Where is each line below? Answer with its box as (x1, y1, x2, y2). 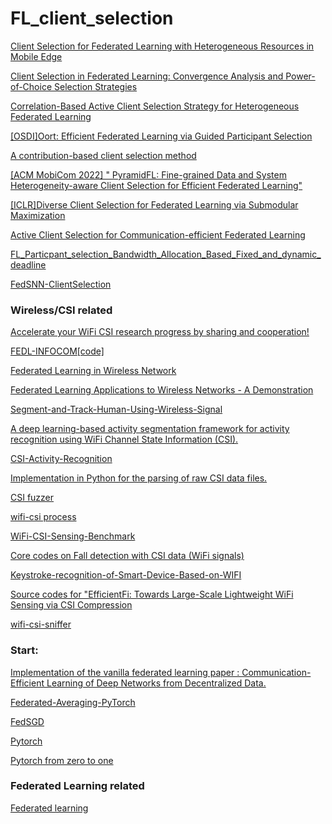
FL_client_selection (10, 7, 174, 30)
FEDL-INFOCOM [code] (10, 345, 105, 357)
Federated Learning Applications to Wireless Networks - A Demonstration (10, 384, 314, 396)
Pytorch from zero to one (10, 754, 114, 766)
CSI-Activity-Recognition (10, 453, 113, 465)
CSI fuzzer (10, 492, 55, 504)
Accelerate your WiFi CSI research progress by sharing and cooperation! (10, 326, 310, 338)
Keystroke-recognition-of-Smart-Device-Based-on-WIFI (10, 569, 242, 581)
